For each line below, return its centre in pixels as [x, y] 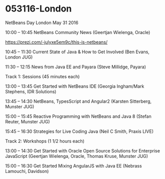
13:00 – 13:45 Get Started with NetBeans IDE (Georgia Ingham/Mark [75, 86]
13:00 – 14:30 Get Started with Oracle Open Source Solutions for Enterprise [82, 150]
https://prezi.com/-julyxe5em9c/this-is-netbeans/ [56, 42]
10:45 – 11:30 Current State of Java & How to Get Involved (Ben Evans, [77, 52]
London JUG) [19, 57]
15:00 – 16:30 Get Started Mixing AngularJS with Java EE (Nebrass [73, 165]
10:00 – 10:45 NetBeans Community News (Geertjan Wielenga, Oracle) [78, 32]
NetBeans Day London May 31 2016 [42, 23]
